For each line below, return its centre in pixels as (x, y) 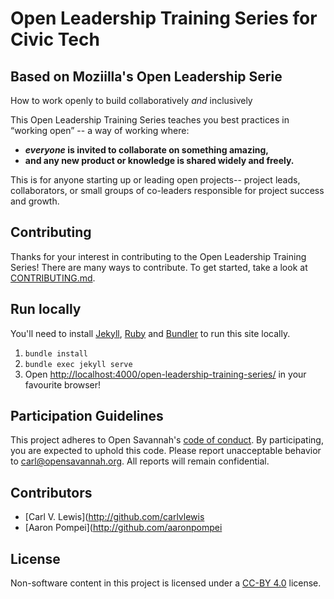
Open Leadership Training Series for (164, 18)
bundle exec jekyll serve (78, 364)
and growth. (35, 201)
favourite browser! (63, 384)
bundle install (56, 353)
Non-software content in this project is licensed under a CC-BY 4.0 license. (166, 583)
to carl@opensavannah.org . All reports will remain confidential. (140, 461)
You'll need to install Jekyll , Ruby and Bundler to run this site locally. (150, 333)
